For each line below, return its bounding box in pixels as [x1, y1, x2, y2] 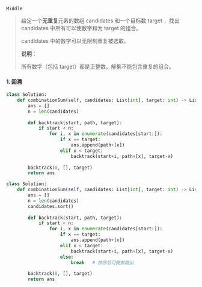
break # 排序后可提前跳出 [70, 259, 134, 265]
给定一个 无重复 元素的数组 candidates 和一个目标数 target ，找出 [20, 17, 180, 24]
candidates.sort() [28, 203, 74, 209]
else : [60, 254, 74, 260]
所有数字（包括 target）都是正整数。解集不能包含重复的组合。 [20, 63, 174, 70]
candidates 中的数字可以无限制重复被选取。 [20, 37, 129, 45]
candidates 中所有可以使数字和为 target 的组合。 [20, 25, 142, 31]
